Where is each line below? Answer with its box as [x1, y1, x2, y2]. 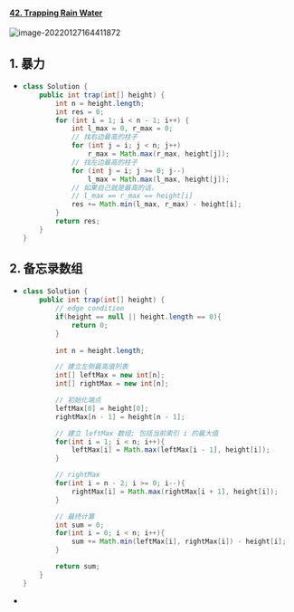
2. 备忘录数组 [9, 261, 83, 276]
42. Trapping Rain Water [9, 7, 103, 18]
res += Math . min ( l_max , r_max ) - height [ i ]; [71, 200, 242, 209]
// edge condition [55, 304, 125, 313]
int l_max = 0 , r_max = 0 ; [71, 124, 174, 133]
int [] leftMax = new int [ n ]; [55, 371, 166, 380]
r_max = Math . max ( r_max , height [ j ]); [87, 149, 231, 158]
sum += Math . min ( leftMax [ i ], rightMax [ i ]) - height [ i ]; [71, 537, 287, 547]
